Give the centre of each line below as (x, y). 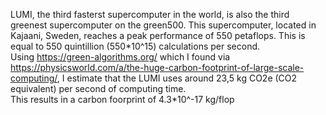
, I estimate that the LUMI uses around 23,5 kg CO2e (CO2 (177, 78)
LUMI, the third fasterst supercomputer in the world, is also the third (150, 14)
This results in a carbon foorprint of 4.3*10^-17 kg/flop (122, 99)
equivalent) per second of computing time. (98, 88)
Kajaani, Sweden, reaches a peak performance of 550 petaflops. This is (158, 35)
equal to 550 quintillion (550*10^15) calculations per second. (135, 46)
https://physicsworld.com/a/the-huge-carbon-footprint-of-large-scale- (157, 67)
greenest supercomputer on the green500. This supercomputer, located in (163, 25)
